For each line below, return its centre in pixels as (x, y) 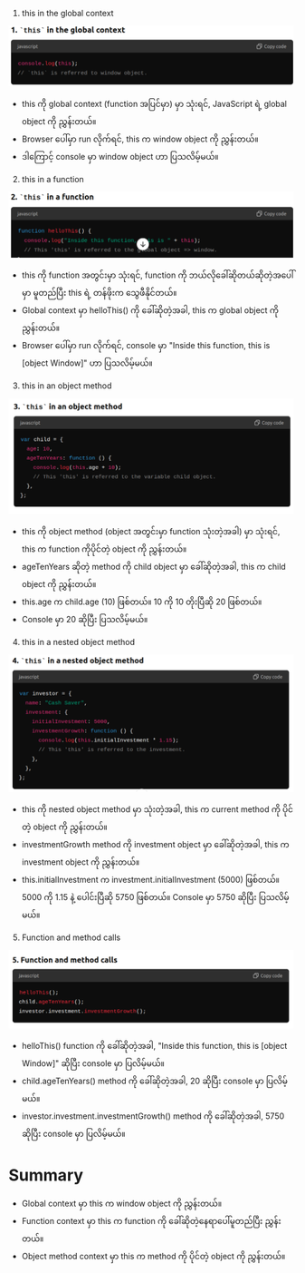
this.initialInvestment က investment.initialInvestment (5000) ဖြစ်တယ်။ (150, 880)
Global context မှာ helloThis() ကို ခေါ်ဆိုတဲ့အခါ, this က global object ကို (150, 310)
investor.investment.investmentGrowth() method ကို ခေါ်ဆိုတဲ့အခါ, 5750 (153, 1116)
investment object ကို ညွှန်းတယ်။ (81, 862)
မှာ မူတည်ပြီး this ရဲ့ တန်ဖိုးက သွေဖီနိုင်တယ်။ (99, 292)
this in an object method (67, 386)
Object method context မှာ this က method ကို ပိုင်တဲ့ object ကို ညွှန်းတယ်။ (153, 1256)
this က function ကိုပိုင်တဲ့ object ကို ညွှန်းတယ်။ (104, 549)
